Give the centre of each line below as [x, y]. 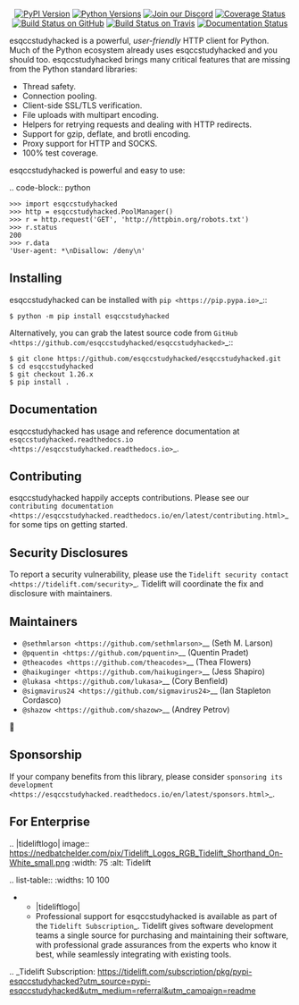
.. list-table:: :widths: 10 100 [59, 880]
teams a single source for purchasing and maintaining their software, [162, 935]
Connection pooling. [59, 96]
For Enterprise [50, 822]
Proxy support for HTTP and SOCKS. [90, 144]
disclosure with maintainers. [61, 594]
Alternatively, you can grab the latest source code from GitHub [124, 333]
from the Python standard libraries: [74, 69]
